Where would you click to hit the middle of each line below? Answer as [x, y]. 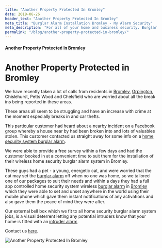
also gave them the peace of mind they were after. [55, 201]
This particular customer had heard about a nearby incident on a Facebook [80, 126]
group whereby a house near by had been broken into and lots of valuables [80, 131]
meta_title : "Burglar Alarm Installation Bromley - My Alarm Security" [79, 23]
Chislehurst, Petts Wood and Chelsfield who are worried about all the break [80, 96]
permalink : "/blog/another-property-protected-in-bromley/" [67, 32]
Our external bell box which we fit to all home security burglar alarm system [81, 211]
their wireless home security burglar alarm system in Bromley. [67, 161]
